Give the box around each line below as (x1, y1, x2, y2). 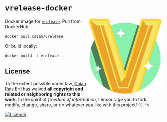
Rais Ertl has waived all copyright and (5, 86, 83, 92)
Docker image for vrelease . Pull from (5, 18, 81, 24)
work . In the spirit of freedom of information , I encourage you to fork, (5, 96, 148, 102)
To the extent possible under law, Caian (5, 80, 86, 86)
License (5, 67, 30, 76)
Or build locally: (5, 43, 37, 49)
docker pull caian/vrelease (5, 34, 64, 39)
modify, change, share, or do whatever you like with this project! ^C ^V (5, 102, 150, 108)
